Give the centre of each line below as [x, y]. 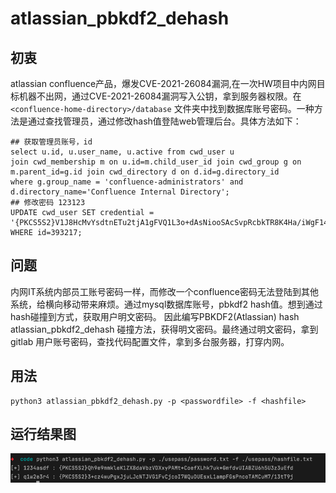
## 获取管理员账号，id [51, 142]
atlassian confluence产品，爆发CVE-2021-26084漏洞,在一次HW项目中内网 [163, 83]
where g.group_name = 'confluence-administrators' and [127, 182]
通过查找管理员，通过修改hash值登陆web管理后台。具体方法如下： [164, 121]
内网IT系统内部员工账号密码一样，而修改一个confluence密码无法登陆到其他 [164, 291]
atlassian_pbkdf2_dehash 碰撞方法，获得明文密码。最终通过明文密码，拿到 [164, 329]
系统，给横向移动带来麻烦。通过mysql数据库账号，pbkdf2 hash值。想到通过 [166, 304]
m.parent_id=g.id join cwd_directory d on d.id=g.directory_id [145, 172]
